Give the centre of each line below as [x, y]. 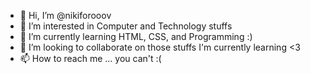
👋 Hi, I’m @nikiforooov [65, 15]
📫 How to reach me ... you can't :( [90, 58]
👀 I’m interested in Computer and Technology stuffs [126, 26]
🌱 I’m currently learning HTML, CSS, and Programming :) [136, 36]
